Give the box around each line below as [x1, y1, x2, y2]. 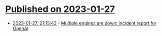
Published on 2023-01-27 [5, 3, 115, 15]
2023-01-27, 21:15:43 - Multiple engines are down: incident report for [12, 20, 157, 26]
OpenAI [12, 25, 29, 31]
